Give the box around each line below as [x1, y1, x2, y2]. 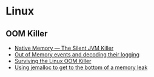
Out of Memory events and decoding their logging [14, 51, 140, 58]
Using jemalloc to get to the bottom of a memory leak [14, 64, 148, 71]
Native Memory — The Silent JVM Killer [14, 44, 114, 52]
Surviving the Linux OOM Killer [14, 58, 92, 64]
